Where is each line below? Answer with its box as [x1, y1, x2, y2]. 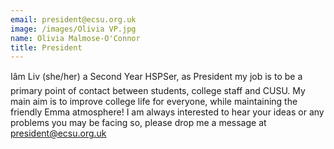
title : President [10, 42, 83, 53]
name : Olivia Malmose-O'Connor [10, 33, 141, 43]
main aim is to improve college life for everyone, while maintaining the [10, 96, 298, 108]
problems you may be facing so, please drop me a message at [10, 117, 267, 129]
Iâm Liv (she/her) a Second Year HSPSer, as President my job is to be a [10, 71, 303, 83]
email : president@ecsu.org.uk [10, 14, 137, 25]
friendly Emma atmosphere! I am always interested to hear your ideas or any [10, 106, 325, 118]
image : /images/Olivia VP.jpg [10, 24, 137, 34]
